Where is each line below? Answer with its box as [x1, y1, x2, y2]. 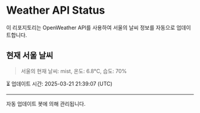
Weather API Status [6, 4, 105, 17]
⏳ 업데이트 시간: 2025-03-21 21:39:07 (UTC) [6, 80, 113, 87]
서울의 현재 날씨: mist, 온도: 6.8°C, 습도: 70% [20, 67, 127, 74]
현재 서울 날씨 [6, 51, 54, 61]
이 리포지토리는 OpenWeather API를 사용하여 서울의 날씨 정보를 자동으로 [6, 24, 176, 31]
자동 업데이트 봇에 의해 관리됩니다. [6, 100, 86, 107]
